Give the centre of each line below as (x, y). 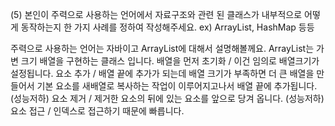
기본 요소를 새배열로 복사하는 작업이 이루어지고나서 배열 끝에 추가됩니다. (177, 86)
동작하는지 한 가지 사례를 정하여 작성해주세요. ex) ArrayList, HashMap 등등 (167, 27)
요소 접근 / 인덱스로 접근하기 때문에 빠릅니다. (97, 111)
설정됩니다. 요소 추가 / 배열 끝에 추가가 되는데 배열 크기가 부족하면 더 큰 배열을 (162, 73)
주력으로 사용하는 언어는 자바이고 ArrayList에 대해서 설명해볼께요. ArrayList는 (162, 48)
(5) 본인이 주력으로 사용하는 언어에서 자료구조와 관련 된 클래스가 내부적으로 (156, 14)
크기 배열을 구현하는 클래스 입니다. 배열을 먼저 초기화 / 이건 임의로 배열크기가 (170, 61)
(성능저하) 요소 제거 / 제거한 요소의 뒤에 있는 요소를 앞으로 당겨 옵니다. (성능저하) (167, 98)
